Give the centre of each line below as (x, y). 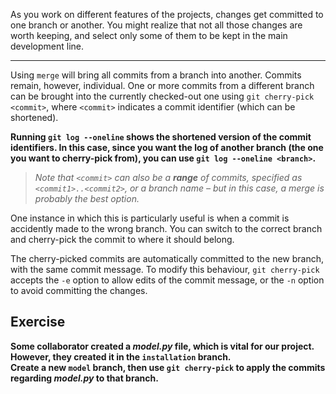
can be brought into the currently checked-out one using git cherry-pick (162, 96)
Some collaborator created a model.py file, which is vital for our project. (162, 346)
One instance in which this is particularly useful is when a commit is (150, 218)
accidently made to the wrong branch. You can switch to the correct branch (166, 228)
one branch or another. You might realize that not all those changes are (156, 25)
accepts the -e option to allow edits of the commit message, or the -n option (167, 280)
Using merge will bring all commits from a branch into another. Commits (156, 75)
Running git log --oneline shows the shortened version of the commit (161, 137)
